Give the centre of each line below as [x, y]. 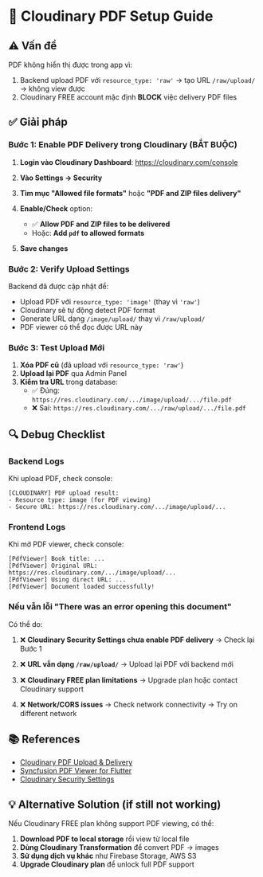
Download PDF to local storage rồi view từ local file [104, 839]
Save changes [44, 248]
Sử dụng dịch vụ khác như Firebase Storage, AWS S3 [108, 856]
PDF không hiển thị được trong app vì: [71, 65]
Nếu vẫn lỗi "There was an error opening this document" [120, 607]
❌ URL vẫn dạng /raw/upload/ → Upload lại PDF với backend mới [126, 664]
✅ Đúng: [45, 390]
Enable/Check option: [56, 208]
